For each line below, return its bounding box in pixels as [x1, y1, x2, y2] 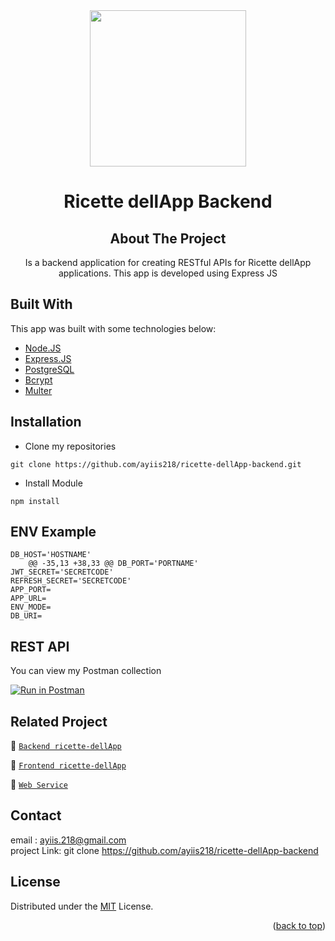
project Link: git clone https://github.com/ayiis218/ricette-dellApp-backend [10, 844, 319, 856]
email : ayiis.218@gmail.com [10, 834, 127, 846]
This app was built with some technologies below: [10, 322, 217, 334]
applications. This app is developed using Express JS [58, 267, 278, 279]
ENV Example [10, 524, 97, 541]
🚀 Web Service [10, 779, 68, 791]
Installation [10, 414, 82, 431]
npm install [10, 496, 60, 506]
